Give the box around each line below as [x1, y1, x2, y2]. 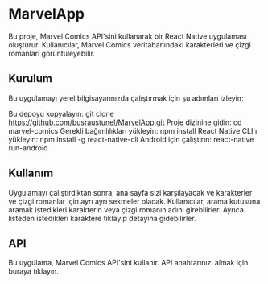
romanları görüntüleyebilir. [8, 48, 95, 58]
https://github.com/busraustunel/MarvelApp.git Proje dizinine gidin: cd [8, 117, 242, 127]
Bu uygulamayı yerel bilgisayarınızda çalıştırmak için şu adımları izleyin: [8, 93, 244, 103]
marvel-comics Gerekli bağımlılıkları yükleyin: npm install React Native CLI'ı [8, 126, 258, 135]
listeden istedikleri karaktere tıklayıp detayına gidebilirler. [8, 213, 196, 223]
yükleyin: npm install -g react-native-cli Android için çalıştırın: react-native [8, 134, 254, 144]
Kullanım [8, 167, 54, 180]
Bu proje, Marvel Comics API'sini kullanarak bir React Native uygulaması [8, 31, 247, 41]
